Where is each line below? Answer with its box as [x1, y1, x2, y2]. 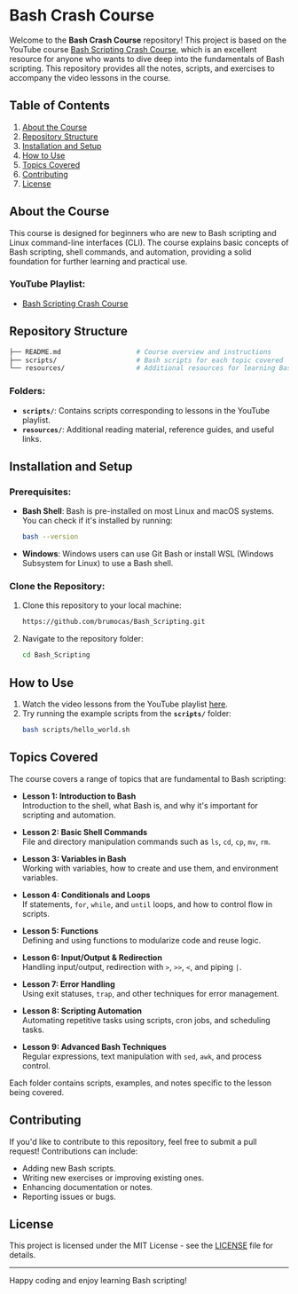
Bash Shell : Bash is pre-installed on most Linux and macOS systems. [21, 506, 275, 517]
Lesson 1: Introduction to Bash [21, 791, 137, 801]
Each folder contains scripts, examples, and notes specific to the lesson [9, 1077, 272, 1088]
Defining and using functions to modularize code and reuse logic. [21, 935, 262, 945]
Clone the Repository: [9, 580, 106, 593]
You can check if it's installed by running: [21, 516, 173, 526]
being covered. [9, 1086, 65, 1097]
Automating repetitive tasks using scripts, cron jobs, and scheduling [21, 1014, 271, 1025]
